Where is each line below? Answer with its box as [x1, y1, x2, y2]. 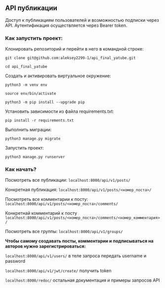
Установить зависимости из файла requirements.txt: [5, 108, 114, 114]
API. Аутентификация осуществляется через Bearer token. [5, 22, 127, 28]
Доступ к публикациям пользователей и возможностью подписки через [5, 17, 159, 23]
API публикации [5, 4, 58, 12]
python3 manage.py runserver [5, 154, 65, 160]
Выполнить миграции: [5, 127, 52, 133]
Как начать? [5, 166, 37, 173]
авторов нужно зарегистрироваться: [5, 243, 86, 249]
